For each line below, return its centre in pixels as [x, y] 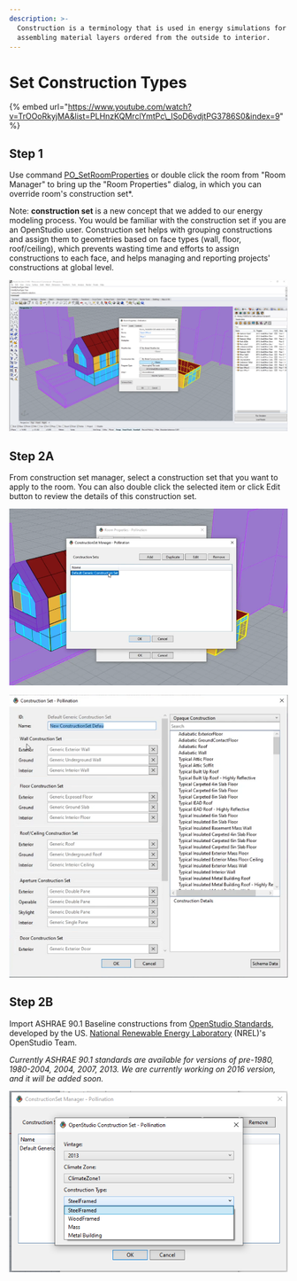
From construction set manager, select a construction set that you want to [144, 478]
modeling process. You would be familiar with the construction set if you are [148, 221]
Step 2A [32, 456]
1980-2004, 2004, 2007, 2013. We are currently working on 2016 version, [143, 1069]
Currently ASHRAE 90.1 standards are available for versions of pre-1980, [141, 1059]
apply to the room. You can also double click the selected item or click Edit [145, 487]
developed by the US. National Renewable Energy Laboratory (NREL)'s [138, 1033]
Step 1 [27, 154]
